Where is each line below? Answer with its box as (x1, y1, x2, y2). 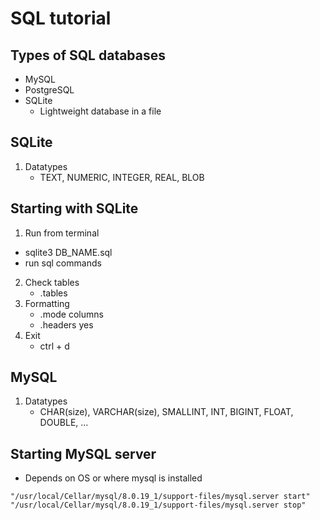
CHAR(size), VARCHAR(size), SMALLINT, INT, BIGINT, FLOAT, (39, 406, 294, 418)
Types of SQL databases (10, 47, 167, 64)
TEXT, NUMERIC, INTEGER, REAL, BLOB (39, 171, 205, 183)
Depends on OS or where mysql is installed (24, 472, 203, 484)
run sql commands (24, 257, 102, 269)
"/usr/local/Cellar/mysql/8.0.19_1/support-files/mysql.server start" (10, 492, 311, 502)
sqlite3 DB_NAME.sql (24, 246, 113, 258)
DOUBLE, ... (39, 417, 89, 429)
